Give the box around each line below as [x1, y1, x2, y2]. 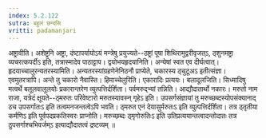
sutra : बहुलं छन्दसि [8, 19, 62, 27]
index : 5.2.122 [8, 11, 59, 20]
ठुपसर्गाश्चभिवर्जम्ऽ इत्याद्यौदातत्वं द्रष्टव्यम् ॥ [8, 120, 116, 130]
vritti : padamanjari [8, 26, 77, 34]
